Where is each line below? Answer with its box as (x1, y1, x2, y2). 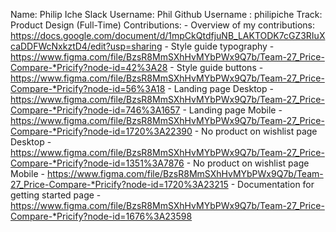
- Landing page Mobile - (182, 104, 283, 116)
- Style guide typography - (164, 40, 275, 52)
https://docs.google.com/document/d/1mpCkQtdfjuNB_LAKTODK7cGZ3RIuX (10, 30, 326, 41)
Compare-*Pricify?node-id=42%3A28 (10, 62, 168, 73)
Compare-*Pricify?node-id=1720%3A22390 (10, 125, 193, 137)
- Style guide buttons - (169, 62, 264, 73)
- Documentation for (230, 179, 315, 190)
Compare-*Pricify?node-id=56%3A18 (10, 83, 166, 94)
